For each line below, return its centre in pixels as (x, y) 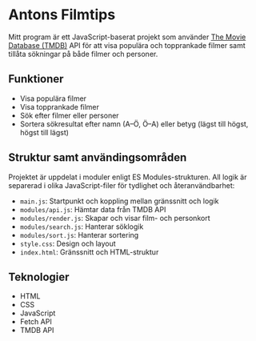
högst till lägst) (44, 132)
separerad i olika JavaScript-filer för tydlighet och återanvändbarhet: (122, 185)
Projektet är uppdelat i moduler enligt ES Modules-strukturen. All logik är (128, 177)
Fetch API (36, 322)
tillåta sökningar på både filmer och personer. (83, 54)
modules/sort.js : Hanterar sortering (79, 235)
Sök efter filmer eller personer (69, 115)
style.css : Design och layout (68, 243)
